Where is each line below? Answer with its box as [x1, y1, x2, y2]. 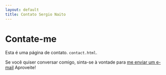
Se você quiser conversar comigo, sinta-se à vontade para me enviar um [5, 59, 155, 65]
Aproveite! [14, 65, 36, 71]
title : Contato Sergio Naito [5, 12, 66, 17]
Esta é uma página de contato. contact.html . [5, 50, 97, 56]
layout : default [5, 7, 39, 12]
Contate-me [5, 33, 56, 45]
